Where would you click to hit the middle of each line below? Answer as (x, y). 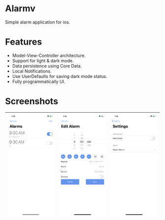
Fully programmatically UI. (39, 81)
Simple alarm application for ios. (38, 22)
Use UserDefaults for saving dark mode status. (60, 76)
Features (24, 42)
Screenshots (32, 101)
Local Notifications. (32, 71)
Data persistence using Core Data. (47, 66)
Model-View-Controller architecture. (49, 55)
